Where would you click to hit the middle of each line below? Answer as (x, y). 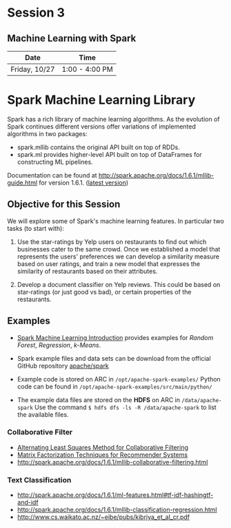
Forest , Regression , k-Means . (59, 345)
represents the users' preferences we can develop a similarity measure (118, 256)
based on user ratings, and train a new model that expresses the (109, 263)
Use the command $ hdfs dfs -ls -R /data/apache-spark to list (125, 407)
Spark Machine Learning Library (101, 100)
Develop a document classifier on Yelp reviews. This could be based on (119, 284)
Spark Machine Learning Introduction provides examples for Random (115, 337)
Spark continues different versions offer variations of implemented (102, 126)
